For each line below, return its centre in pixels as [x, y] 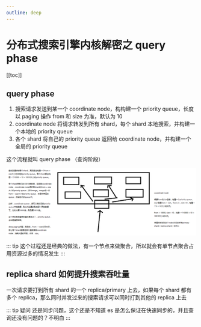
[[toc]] [14, 75]
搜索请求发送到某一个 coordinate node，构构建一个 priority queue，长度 [104, 109]
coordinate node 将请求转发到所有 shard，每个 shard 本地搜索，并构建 [102, 124]
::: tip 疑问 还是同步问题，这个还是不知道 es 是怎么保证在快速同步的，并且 [97, 310]
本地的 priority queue [47, 132]
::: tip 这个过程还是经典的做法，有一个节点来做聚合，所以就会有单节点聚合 [97, 246]
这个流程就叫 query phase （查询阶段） [55, 159]
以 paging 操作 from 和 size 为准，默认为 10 [69, 117]
